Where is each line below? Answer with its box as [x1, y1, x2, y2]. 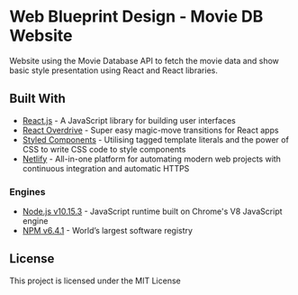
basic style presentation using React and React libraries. [9, 65, 218, 76]
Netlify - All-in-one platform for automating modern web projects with [22, 153, 282, 164]
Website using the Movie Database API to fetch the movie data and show [9, 55, 279, 66]
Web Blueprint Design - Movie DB [9, 6, 264, 27]
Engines [9, 185, 46, 198]
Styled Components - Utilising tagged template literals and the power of [22, 134, 290, 145]
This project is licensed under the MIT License [9, 275, 182, 286]
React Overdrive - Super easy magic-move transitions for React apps [22, 124, 279, 135]
